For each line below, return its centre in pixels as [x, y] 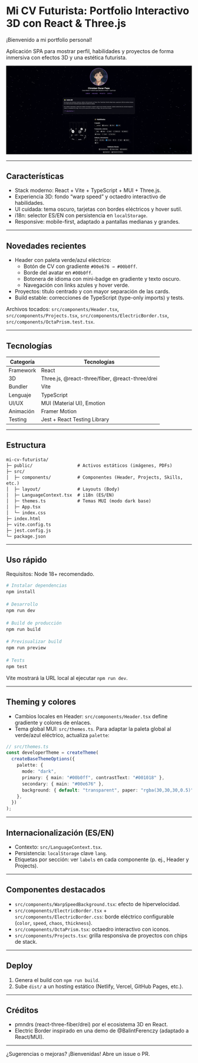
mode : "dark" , [39, 771]
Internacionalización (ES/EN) [60, 833]
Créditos [22, 1010]
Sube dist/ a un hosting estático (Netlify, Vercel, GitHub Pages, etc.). [99, 986]
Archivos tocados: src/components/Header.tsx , [62, 309]
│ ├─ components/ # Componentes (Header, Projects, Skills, [95, 477]
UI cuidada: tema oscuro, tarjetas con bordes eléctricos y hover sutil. [98, 209]
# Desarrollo [22, 604]
